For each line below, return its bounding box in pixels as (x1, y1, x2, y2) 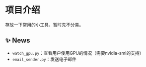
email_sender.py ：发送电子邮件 (12, 56, 77, 62)
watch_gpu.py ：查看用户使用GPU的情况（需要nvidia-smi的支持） (12, 50, 144, 56)
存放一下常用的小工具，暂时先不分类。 (5, 22, 83, 28)
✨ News (5, 36, 31, 45)
